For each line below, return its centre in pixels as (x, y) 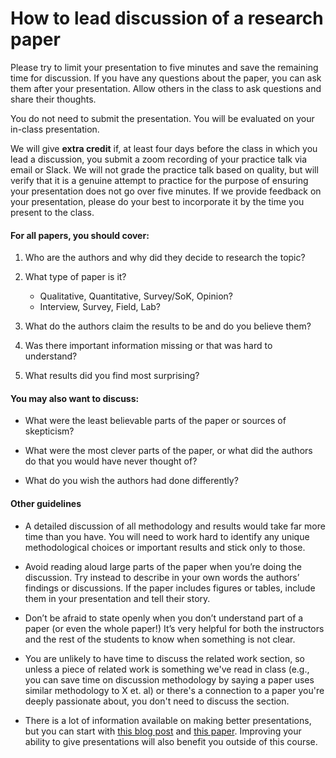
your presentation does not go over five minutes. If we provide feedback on (166, 191)
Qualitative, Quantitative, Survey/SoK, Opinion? (136, 296)
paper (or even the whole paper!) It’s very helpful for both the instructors (174, 628)
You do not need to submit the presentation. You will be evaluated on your (162, 118)
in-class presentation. (55, 129)
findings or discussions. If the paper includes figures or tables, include (170, 588)
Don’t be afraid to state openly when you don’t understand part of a (164, 618)
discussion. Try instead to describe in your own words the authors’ (162, 577)
